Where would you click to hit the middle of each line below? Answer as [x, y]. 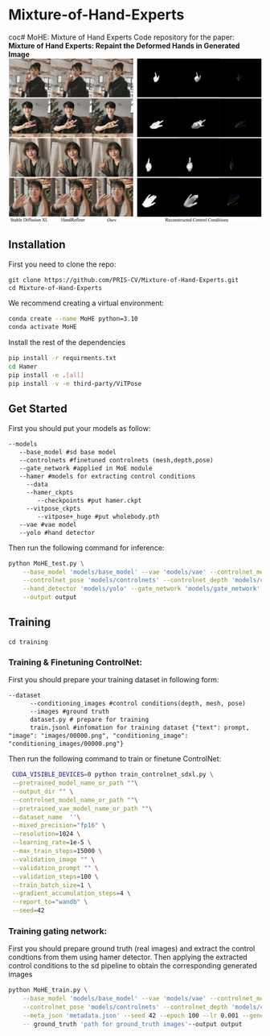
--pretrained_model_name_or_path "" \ [75, 783]
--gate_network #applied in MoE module [86, 468]
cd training [28, 642]
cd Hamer [23, 367]
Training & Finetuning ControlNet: [76, 662]
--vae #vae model [48, 524]
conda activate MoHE [43, 327]
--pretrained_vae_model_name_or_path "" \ [82, 808]
